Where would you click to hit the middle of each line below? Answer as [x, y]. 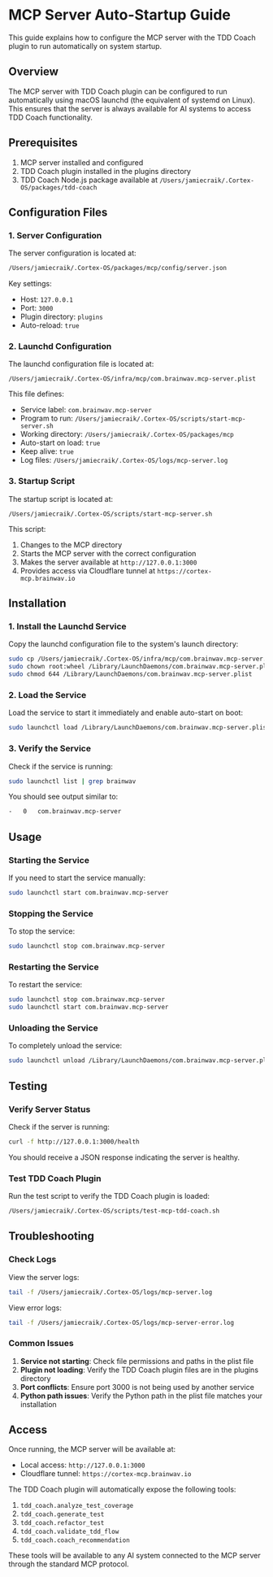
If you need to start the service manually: [77, 878]
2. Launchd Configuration [60, 346]
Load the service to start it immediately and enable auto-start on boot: [126, 712]
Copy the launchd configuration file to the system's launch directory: [123, 644]
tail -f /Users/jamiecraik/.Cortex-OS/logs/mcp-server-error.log [121, 1322]
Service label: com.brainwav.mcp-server [86, 410]
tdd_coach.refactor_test [62, 1523]
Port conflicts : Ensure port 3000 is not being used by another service [137, 1387]
